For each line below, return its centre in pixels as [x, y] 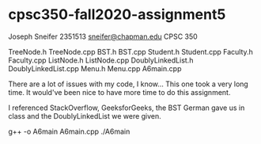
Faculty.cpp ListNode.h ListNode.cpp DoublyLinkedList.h [101, 60]
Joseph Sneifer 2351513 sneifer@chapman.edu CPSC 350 [103, 36]
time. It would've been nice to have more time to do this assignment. [119, 92]
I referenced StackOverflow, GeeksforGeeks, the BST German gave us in [127, 108]
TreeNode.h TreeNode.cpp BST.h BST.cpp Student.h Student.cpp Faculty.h [130, 51]
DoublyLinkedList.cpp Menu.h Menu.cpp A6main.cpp [95, 68]
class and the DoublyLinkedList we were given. [85, 116]
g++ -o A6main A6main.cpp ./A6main [69, 131]
